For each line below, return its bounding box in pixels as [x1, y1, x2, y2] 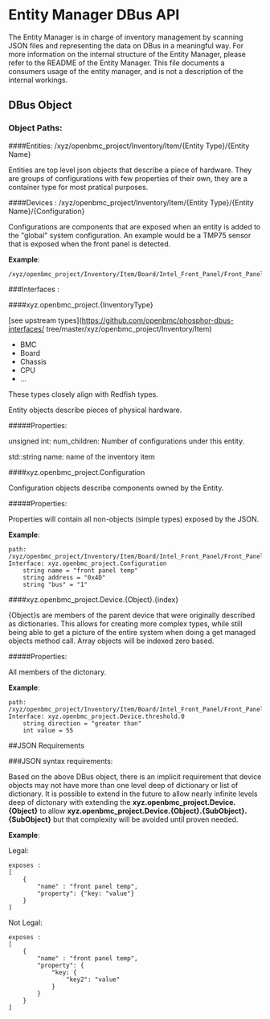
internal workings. [8, 75, 68, 85]
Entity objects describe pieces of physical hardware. [8, 405, 182, 415]
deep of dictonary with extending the [8, 797, 131, 807]
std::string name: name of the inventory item [8, 452, 155, 461]
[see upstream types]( [8, 316, 83, 325]
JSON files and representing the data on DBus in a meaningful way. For [8, 40, 243, 50]
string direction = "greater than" [22, 719, 142, 728]
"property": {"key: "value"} [37, 889, 135, 897]
